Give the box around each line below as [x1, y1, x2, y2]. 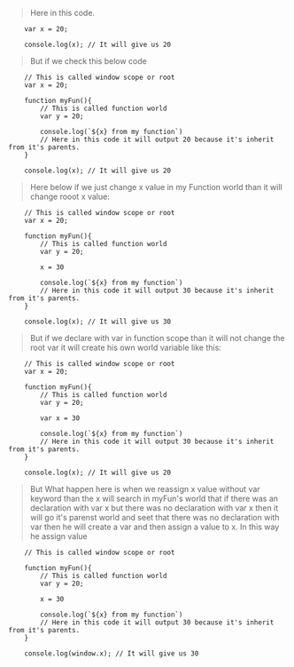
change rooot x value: [29, 191, 110, 202]
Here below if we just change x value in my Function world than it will [29, 182, 282, 192]
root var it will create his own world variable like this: [29, 342, 222, 353]
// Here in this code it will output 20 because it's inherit [40, 135, 275, 144]
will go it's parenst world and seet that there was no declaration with [29, 512, 280, 522]
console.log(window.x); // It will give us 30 [24, 649, 199, 658]
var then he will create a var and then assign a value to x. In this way [29, 521, 280, 532]
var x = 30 [40, 414, 81, 423]
